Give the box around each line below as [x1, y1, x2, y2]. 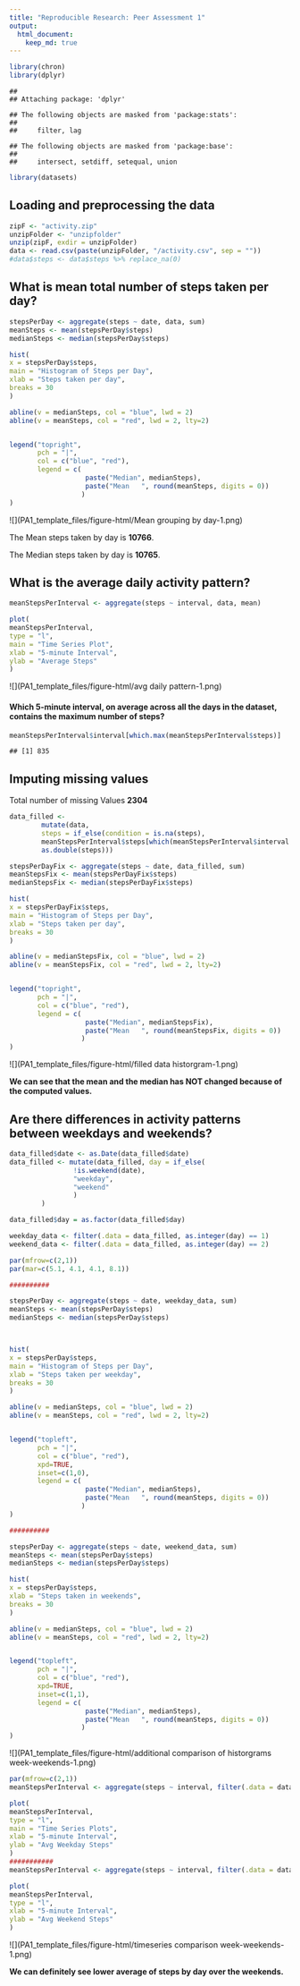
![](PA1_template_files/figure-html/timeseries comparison [9, 1939, 219, 1950]
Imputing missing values [9, 771, 149, 786]
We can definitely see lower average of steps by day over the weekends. [9, 1966, 284, 1977]
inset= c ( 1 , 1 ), [37, 1690, 90, 1699]
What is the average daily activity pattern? [9, 574, 251, 590]
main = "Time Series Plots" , [9, 1824, 118, 1833]
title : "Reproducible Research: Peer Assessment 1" [9, 13, 205, 22]
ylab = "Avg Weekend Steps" [9, 1915, 114, 1924]
